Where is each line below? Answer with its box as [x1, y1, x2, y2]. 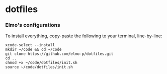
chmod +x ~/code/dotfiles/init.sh [5, 60, 78, 65]
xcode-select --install [5, 43, 55, 48]
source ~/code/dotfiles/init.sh [5, 64, 73, 70]
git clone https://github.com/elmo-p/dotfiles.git [5, 51, 114, 56]
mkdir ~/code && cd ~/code [5, 47, 62, 52]
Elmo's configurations [5, 22, 60, 29]
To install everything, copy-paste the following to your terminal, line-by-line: [5, 33, 162, 39]
